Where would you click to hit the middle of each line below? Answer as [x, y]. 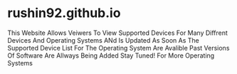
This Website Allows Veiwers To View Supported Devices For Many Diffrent [117, 33]
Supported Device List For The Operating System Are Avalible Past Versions [118, 48]
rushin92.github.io [64, 13]
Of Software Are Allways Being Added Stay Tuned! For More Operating [111, 55]
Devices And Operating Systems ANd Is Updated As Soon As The [103, 40]
